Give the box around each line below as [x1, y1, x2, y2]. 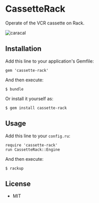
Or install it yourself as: [5, 95, 53, 102]
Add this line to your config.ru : [5, 133, 71, 139]
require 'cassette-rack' [5, 142, 58, 148]
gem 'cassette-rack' [5, 68, 49, 73]
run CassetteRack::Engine [5, 147, 60, 152]
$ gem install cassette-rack [5, 105, 67, 110]
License [5, 179, 31, 188]
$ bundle [5, 86, 24, 92]
